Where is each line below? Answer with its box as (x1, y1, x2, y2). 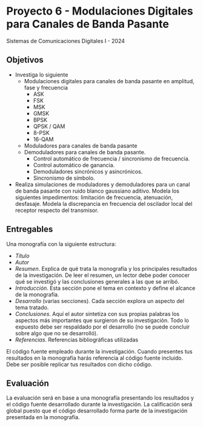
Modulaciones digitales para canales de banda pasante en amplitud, (24, 77, 195, 84)
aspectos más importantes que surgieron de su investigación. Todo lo (15, 316, 190, 324)
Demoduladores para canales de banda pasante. (24, 148, 146, 155)
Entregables (6, 224, 53, 234)
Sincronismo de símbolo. (33, 174, 95, 182)
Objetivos (6, 55, 44, 65)
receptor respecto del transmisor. (15, 207, 99, 214)
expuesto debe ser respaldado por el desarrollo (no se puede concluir (15, 323, 190, 330)
